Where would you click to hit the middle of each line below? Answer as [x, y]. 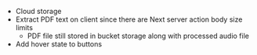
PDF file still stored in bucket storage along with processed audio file [138, 36]
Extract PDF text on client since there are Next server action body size [129, 19]
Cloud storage [38, 11]
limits [24, 27]
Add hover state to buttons [59, 44]
